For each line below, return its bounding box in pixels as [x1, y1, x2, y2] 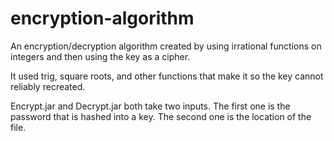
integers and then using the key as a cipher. [10, 50, 191, 62]
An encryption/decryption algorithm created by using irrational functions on [10, 40, 322, 52]
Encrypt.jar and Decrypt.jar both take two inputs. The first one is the [10, 100, 291, 112]
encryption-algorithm [10, 7, 195, 30]
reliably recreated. [10, 80, 86, 92]
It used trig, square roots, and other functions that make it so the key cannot [10, 70, 324, 82]
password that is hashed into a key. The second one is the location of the [10, 110, 312, 122]
